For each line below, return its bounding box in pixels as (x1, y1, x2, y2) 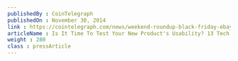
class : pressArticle (7, 43, 72, 50)
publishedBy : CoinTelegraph (7, 10, 93, 18)
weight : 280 (7, 36, 46, 43)
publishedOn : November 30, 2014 (7, 17, 106, 24)
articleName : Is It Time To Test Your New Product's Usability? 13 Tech (7, 29, 230, 37)
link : (7, 23, 27, 30)
